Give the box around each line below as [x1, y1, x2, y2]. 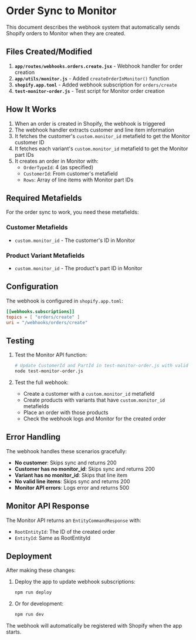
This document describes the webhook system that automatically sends [6, 23, 180, 31]
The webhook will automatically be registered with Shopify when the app [6, 622, 183, 629]
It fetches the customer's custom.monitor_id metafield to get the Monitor [14, 132, 191, 139]
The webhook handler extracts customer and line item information [14, 126, 175, 133]
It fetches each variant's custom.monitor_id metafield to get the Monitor [14, 145, 188, 152]
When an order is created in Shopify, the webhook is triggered [14, 120, 165, 127]
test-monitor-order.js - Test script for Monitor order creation [14, 87, 165, 95]
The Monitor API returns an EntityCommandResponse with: [6, 517, 141, 524]
